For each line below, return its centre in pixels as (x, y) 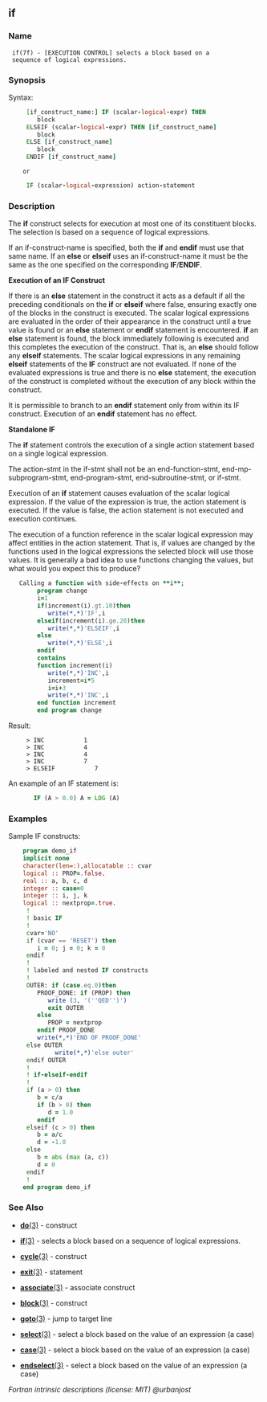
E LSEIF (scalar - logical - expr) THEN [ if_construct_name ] (121, 127)
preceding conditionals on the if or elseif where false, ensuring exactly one (133, 305)
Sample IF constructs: (44, 836)
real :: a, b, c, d (55, 881)
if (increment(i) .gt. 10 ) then (84, 606)
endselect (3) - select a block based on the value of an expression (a (133, 1365)
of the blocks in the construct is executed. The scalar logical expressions (129, 313)
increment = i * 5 (71, 681)
